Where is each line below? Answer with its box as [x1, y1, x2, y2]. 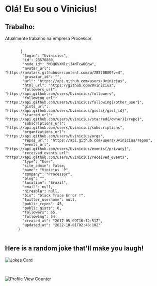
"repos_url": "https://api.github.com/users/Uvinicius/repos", [22, 138, 153, 143]
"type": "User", [22, 159, 55, 164]
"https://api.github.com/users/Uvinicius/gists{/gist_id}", [5, 108, 129, 113]
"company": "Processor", [22, 172, 73, 177]
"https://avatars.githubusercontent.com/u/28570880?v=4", [5, 70, 125, 75]
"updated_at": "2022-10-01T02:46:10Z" [22, 223, 101, 227]
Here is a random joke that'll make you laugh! [5, 244, 144, 253]
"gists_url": [22, 104, 49, 109]
